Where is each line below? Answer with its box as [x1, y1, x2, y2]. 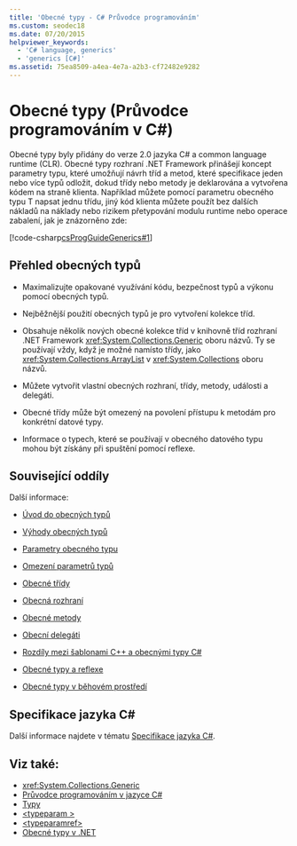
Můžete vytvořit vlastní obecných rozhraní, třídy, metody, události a [21, 380, 269, 391]
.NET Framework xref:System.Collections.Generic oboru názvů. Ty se [21, 335, 276, 345]
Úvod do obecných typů [21, 510, 111, 520]
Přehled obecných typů [9, 258, 142, 273]
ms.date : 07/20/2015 [9, 29, 86, 38]
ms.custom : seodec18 [9, 21, 86, 30]
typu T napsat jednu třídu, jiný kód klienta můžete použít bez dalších [9, 196, 259, 207]
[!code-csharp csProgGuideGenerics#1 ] [9, 232, 153, 242]
